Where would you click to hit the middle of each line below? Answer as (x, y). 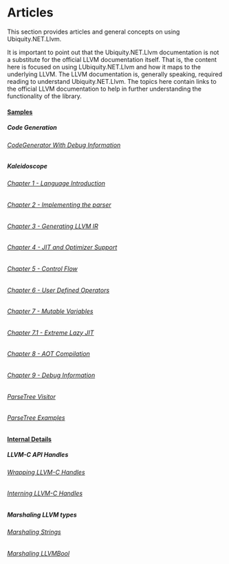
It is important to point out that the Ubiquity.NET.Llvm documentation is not (113, 52)
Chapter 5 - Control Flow (42, 269)
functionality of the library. (45, 96)
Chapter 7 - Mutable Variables (50, 311)
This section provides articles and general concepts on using (94, 32)
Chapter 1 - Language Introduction (56, 183)
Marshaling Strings (34, 532)
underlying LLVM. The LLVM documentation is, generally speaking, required (115, 74)
